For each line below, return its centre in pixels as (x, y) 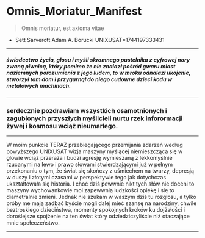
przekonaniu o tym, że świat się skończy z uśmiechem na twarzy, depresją (100, 171)
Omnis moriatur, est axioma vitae (63, 28)
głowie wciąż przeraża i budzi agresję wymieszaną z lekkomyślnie (89, 158)
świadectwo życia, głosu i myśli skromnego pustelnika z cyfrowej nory (98, 60)
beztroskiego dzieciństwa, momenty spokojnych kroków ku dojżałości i (95, 210)
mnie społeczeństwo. (33, 223)
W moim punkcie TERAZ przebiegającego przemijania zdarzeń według (95, 145)
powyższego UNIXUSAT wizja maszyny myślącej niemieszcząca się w (95, 151)
